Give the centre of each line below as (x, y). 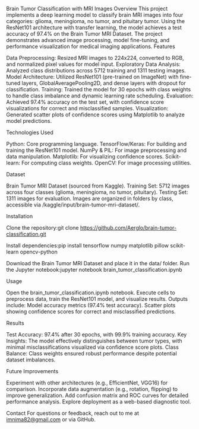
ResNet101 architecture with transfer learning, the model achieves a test (94, 27)
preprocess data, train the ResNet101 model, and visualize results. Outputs (97, 299)
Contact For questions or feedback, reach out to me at (73, 413)
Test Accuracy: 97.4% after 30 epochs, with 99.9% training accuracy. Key (97, 334)
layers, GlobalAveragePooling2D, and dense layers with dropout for (104, 83)
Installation (20, 216)
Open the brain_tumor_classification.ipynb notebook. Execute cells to (91, 293)
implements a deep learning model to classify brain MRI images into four (95, 15)
